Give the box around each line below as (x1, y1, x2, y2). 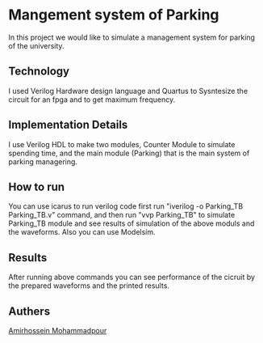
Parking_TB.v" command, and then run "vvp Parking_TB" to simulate (8, 210, 236, 220)
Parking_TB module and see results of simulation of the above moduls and (8, 218, 255, 228)
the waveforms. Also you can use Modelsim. (8, 227, 156, 237)
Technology (8, 65, 70, 78)
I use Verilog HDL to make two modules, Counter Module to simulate (8, 139, 236, 149)
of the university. (8, 40, 65, 50)
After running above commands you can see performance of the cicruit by (8, 273, 256, 282)
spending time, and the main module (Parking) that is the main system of (8, 148, 250, 158)
